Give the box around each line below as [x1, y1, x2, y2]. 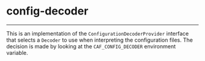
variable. [6, 49, 29, 56]
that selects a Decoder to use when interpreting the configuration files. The [6, 36, 193, 43]
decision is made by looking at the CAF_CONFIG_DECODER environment [6, 42, 176, 50]
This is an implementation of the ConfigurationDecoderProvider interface [6, 30, 189, 37]
